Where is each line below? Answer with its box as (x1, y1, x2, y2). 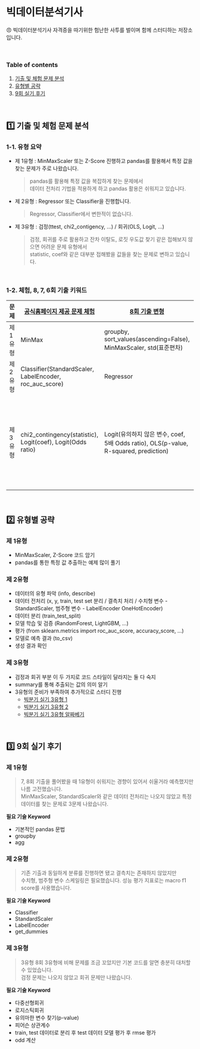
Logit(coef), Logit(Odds (20, 438, 87, 447)
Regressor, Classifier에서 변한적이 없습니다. (29, 210, 133, 217)
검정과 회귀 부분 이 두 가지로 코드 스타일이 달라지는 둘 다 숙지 (14, 673, 156, 681)
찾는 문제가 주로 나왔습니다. (14, 165, 79, 172)
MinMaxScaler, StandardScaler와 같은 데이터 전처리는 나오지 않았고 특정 (20, 793, 192, 800)
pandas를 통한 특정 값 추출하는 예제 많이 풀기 (14, 559, 121, 566)
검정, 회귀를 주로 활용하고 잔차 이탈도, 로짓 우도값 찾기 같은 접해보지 (29, 235, 187, 242)
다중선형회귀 (14, 999, 45, 1006)
